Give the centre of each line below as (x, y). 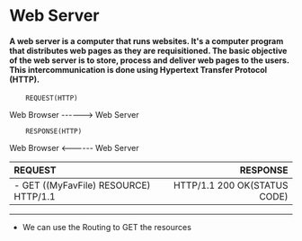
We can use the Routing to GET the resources (107, 228)
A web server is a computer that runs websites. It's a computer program (147, 40)
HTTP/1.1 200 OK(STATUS (231, 185)
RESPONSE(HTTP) (54, 131)
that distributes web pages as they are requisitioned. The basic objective (148, 50)
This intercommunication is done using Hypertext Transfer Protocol (138, 69)
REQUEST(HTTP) (52, 98)
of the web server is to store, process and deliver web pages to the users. (149, 60)
